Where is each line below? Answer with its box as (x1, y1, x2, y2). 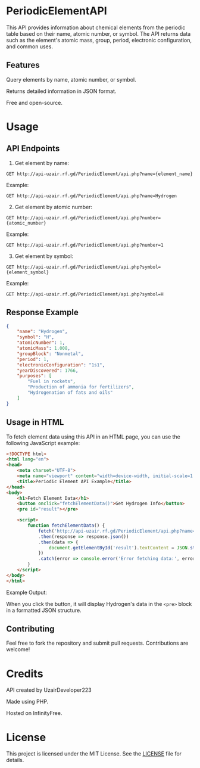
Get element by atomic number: (14, 203, 93, 210)
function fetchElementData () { (27, 523, 105, 528)
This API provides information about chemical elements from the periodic (6, 24, 186, 31)
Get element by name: (14, 159, 70, 166)
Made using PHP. (6, 698, 49, 705)
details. (6, 757, 24, 764)
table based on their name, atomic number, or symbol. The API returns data (6, 30, 191, 37)
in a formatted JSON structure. (6, 607, 82, 614)
